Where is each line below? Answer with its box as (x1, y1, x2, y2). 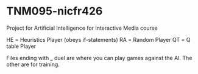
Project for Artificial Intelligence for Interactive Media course (6, 24, 158, 32)
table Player (6, 42, 37, 50)
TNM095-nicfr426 (6, 4, 103, 18)
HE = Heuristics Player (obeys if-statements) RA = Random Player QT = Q (6, 36, 191, 43)
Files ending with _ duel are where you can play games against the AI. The (6, 54, 193, 61)
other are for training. (6, 61, 60, 68)
